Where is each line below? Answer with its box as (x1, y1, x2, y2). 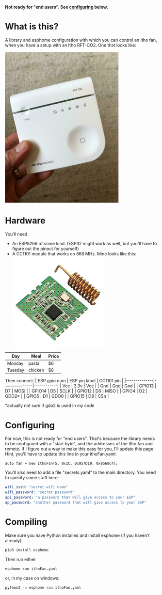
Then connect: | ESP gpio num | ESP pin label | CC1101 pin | (5, 378, 124, 384)
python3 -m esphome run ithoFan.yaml (5, 585, 81, 590)
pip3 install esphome (5, 548, 49, 552)
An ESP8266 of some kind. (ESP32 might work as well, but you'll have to (12, 240, 157, 246)
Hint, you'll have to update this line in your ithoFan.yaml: (5, 451, 117, 457)
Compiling (5, 517, 48, 527)
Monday (7, 360, 24, 366)
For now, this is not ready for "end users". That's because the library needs (5, 436, 155, 441)
